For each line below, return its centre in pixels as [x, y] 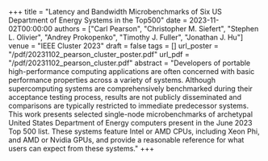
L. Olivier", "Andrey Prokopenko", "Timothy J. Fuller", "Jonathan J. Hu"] [126, 37]
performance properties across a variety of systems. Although [112, 80]
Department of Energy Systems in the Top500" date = [98, 20]
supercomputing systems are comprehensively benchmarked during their [130, 89]
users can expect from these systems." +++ [82, 149]
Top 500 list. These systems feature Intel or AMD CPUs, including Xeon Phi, [134, 131]
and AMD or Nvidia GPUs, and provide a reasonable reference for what [126, 140]
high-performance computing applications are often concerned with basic [132, 71]
